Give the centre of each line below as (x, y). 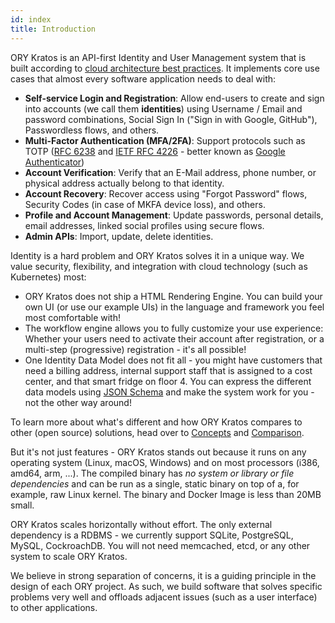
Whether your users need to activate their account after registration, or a (174, 338)
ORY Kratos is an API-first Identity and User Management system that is (158, 57)
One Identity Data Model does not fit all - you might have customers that (173, 360)
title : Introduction (53, 29)
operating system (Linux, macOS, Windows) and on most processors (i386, (165, 462)
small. (22, 505)
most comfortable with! (72, 317)
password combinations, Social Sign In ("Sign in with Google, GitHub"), (171, 119)
